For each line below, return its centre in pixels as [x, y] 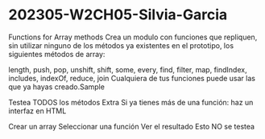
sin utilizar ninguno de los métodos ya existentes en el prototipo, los [121, 45]
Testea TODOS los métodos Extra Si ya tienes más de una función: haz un [131, 102]
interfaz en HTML [37, 111]
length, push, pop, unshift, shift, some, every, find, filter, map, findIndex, [128, 69]
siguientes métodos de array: [57, 54]
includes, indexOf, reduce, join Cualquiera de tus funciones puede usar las [132, 78]
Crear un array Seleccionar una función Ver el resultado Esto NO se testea [132, 126]
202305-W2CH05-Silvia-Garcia [118, 15]
